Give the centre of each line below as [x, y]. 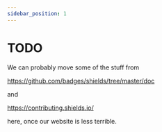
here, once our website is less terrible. [62, 121]
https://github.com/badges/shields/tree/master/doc [81, 81]
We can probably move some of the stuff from [73, 67]
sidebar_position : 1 [37, 14]
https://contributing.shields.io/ [50, 108]
